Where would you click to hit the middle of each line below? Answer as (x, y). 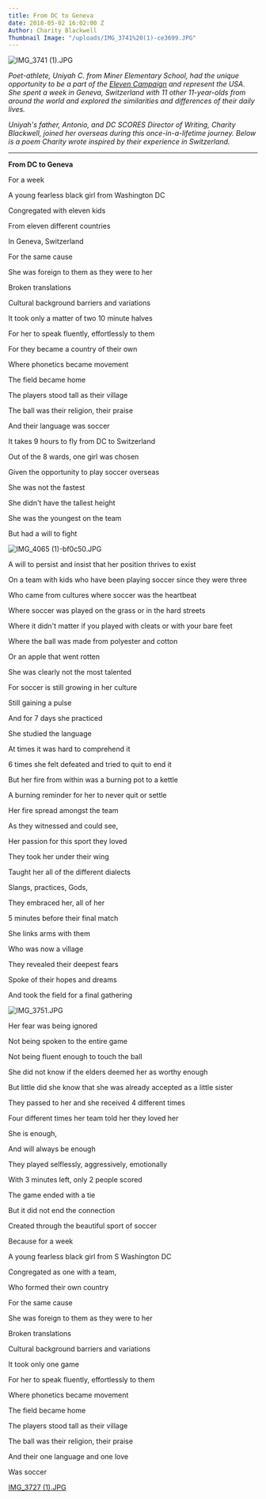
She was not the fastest (47, 487)
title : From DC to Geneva (51, 15)
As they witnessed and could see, (63, 826)
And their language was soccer (59, 426)
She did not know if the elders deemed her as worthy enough (108, 1072)
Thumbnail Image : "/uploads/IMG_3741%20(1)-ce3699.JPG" (102, 38)
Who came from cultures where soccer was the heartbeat (103, 595)
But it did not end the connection (62, 1211)
